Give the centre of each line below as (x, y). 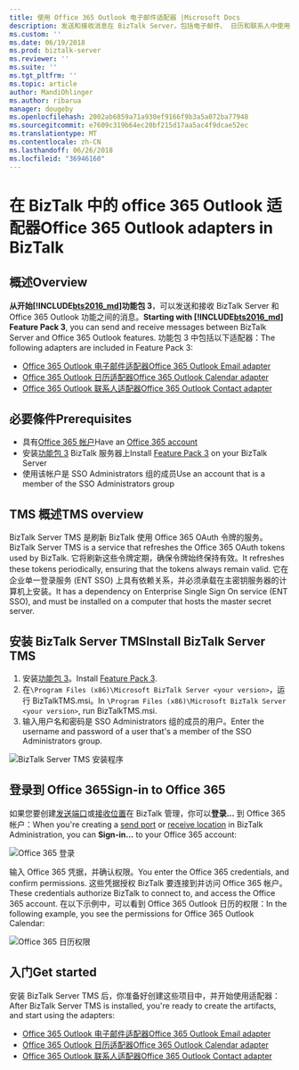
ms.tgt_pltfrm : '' (43, 76)
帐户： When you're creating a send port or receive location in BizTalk (136, 824)
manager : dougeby (41, 109)
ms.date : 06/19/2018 (48, 42)
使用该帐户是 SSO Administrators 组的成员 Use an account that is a (143, 474)
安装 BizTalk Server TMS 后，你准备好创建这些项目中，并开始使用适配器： (145, 995)
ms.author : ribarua (45, 100)
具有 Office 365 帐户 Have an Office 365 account (110, 442)
